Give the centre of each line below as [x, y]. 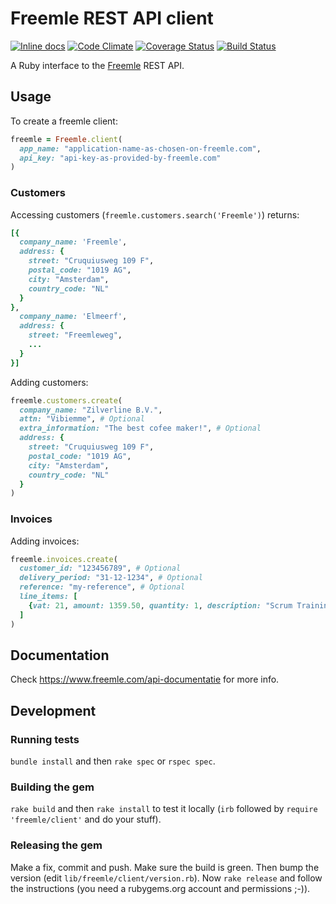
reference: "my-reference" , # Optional [102, 587]
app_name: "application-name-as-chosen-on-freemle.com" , [140, 148]
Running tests [45, 739]
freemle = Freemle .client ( [66, 139]
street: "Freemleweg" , [75, 335]
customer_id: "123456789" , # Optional [100, 568]
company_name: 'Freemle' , [73, 242]
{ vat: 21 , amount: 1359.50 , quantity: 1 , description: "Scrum [160, 605]
